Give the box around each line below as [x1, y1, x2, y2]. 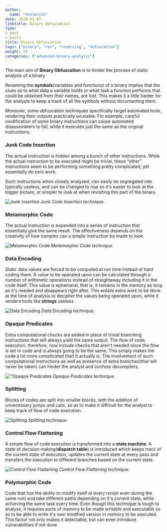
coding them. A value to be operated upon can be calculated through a [5, 272, 151, 278]
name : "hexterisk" [9, 12, 48, 17]
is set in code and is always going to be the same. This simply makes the [5, 348, 155, 354]
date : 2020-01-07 [5, 16, 41, 21]
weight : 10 [5, 49, 28, 54]
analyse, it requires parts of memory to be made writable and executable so [5, 506, 161, 512]
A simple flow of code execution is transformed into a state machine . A [5, 441, 152, 447]
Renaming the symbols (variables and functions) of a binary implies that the [5, 82, 161, 88]
